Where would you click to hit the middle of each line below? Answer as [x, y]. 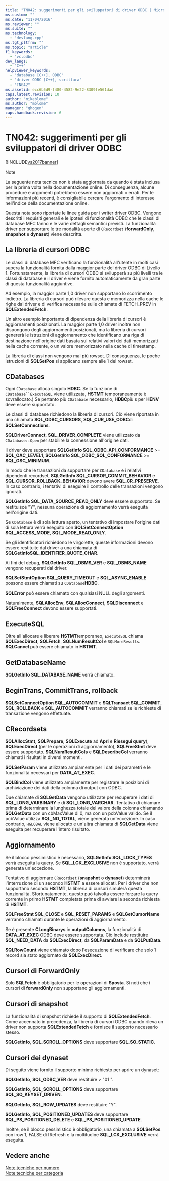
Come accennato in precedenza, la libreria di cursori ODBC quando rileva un [84, 1022]
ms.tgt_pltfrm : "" [24, 43]
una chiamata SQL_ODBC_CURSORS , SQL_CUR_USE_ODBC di [69, 420]
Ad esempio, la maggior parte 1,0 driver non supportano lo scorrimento [79, 293]
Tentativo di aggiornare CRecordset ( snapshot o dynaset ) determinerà [78, 878]
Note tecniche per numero [32, 1168]
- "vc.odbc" [22, 57]
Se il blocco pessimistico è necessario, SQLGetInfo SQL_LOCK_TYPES [79, 857]
